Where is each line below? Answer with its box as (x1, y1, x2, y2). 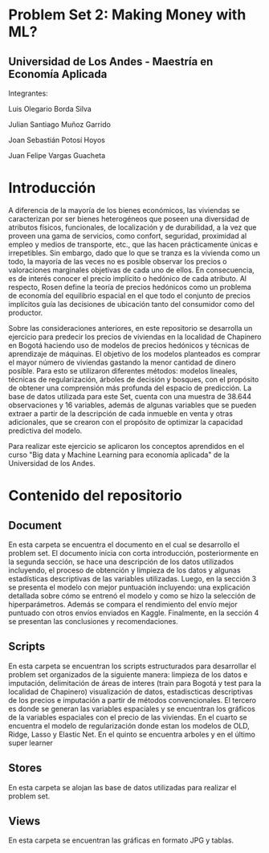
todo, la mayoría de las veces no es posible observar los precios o (8, 256, 227, 266)
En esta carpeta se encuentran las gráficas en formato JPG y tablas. (8, 835, 234, 845)
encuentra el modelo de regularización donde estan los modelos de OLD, (8, 720, 251, 730)
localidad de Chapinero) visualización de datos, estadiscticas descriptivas (8, 687, 253, 696)
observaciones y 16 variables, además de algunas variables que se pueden (8, 400, 257, 410)
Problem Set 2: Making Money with (8, 6, 247, 24)
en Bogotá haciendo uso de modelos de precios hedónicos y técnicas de (8, 340, 250, 350)
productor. (8, 308, 43, 317)
